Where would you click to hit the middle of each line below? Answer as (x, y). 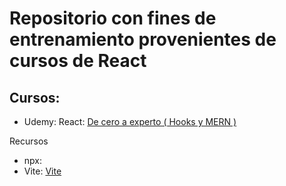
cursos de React (78, 61)
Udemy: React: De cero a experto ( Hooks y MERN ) (130, 121)
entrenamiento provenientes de (143, 39)
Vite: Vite (42, 171)
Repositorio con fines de (113, 18)
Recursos (29, 141)
